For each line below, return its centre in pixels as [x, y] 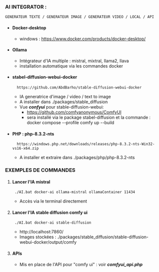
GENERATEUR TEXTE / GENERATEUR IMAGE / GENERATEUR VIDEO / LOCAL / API [79, 17]
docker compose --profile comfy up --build [70, 122]
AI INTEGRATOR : [26, 7]
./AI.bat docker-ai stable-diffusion [53, 223]
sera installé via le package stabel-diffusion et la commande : [89, 117]
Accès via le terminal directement [53, 201]
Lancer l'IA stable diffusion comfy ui [50, 212]
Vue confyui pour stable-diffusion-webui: [62, 107]
